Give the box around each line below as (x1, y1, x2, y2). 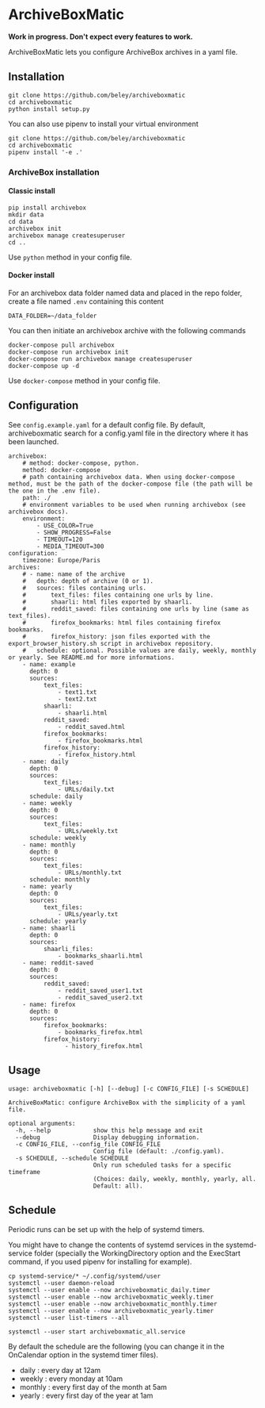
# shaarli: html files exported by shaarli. (22, 597, 193, 606)
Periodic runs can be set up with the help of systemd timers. (8, 1224, 205, 1234)
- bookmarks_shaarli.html (58, 952, 144, 960)
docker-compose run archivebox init (8, 348, 129, 356)
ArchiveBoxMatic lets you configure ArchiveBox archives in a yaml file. (8, 47, 238, 56)
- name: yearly (22, 882, 73, 890)
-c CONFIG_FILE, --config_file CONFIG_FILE (15, 1140, 161, 1148)
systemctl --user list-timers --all (8, 1314, 129, 1322)
